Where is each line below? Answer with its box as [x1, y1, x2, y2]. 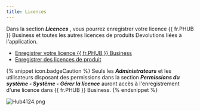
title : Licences [6, 8, 47, 15]
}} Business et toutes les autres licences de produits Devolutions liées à [6, 31, 182, 39]
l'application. [6, 38, 38, 45]
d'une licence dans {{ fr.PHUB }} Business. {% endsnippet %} [6, 86, 158, 93]
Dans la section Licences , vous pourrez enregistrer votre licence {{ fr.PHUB [6, 25, 194, 32]
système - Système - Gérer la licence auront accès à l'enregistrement [6, 80, 180, 87]
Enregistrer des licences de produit [14, 55, 101, 63]
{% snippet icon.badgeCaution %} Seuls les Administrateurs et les [6, 67, 172, 75]
